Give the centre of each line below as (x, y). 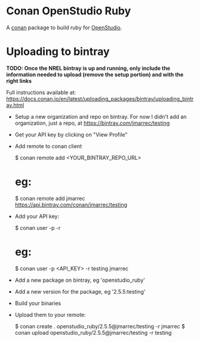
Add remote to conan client (48, 146)
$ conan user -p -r (38, 227)
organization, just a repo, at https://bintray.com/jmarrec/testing (92, 123)
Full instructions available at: (41, 92)
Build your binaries (38, 303)
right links (19, 81)
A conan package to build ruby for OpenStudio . (64, 27)
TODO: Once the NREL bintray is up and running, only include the (88, 68)
